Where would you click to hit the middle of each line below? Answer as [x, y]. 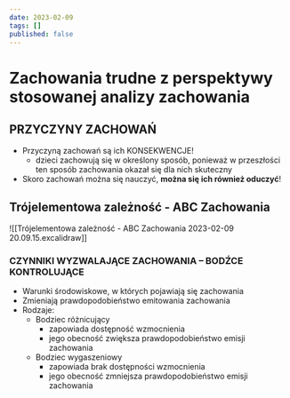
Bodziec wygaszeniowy [79, 357]
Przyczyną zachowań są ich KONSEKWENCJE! [108, 151]
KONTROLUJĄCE [47, 272]
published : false [41, 34]
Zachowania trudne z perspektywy [141, 78]
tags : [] [25, 26]
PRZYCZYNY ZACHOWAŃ [83, 129]
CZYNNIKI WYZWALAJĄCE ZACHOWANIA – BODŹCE [126, 261]
